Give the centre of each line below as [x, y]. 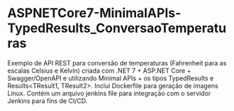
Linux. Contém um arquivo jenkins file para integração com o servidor [109, 93]
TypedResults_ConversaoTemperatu [117, 28]
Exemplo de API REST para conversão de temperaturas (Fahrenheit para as [117, 63]
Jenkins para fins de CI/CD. [48, 100]
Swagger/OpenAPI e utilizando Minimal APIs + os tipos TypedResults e [111, 78]
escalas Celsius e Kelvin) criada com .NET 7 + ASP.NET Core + [99, 70]
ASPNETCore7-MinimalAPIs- [94, 13]
